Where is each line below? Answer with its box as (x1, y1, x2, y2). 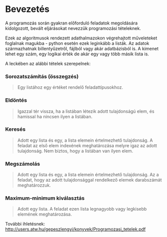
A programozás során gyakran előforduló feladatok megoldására (5, 20, 138, 26)
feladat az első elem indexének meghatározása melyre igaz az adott (17, 142, 157, 148)
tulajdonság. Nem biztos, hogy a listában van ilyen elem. (17, 148, 134, 154)
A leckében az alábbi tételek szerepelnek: (5, 60, 91, 66)
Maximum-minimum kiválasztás (5, 195, 85, 202)
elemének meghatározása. (17, 211, 72, 218)
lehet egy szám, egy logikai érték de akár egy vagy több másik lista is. (5, 51, 150, 57)
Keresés (5, 126, 26, 133)
